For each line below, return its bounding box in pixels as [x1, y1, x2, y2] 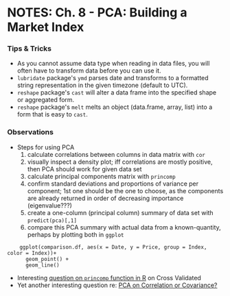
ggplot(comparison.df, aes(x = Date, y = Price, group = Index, [19, 243, 207, 251]
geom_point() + [25, 256, 69, 262]
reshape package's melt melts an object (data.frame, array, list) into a [16, 103, 213, 111]
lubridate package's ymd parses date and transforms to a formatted [16, 74, 209, 82]
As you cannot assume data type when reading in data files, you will [16, 60, 210, 68]
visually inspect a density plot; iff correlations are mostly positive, [27, 158, 213, 166]
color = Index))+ [7, 249, 57, 256]
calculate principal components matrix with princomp [27, 172, 176, 180]
